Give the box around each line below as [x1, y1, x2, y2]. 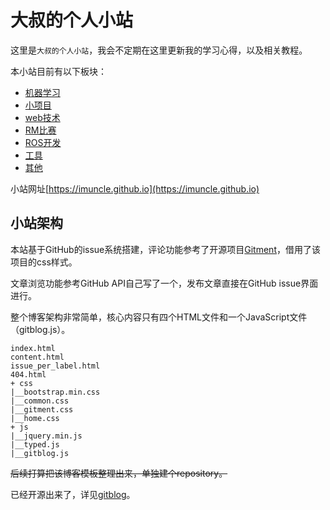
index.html [10, 343, 56, 353]
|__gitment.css [10, 404, 74, 415]
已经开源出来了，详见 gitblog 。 [10, 488, 136, 500]
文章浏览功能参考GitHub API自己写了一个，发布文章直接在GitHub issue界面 [10, 277, 319, 289]
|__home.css [10, 413, 60, 423]
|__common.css [10, 396, 70, 406]
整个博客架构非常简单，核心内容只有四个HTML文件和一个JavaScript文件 [10, 311, 308, 323]
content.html [10, 352, 65, 362]
